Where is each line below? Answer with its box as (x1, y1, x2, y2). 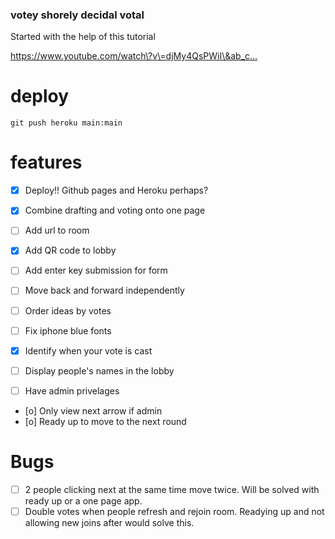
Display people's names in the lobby (24, 364, 175, 377)
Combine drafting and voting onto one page (24, 204, 206, 217)
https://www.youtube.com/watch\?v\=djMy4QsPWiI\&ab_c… (10, 50, 258, 62)
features (10, 151, 83, 174)
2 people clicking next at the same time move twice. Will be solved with (24, 483, 320, 495)
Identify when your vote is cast (24, 344, 153, 357)
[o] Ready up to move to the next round (24, 415, 187, 427)
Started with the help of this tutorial (10, 31, 156, 43)
